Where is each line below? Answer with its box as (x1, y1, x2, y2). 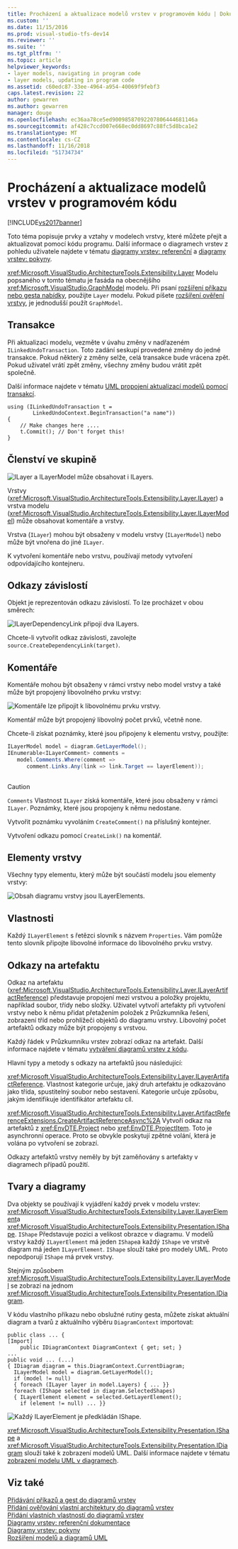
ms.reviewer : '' (7, 37, 55, 44)
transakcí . (7, 389, 37, 398)
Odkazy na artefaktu (7, 960, 100, 972)
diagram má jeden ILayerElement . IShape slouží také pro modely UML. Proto (7, 1244, 228, 1254)
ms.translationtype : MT (7, 129, 78, 136)
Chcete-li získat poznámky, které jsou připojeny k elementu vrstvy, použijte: (7, 729, 229, 738)
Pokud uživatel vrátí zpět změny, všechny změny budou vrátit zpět (7, 360, 202, 369)
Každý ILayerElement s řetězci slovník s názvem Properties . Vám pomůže (7, 931, 223, 940)
